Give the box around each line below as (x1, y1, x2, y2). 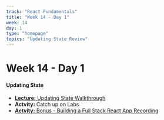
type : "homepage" (6, 31, 49, 37)
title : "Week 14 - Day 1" (6, 14, 69, 20)
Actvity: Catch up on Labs (14, 101, 79, 108)
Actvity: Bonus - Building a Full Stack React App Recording (14, 107, 159, 114)
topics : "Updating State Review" (6, 36, 88, 42)
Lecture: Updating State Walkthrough (14, 95, 106, 102)
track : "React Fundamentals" (6, 8, 78, 15)
